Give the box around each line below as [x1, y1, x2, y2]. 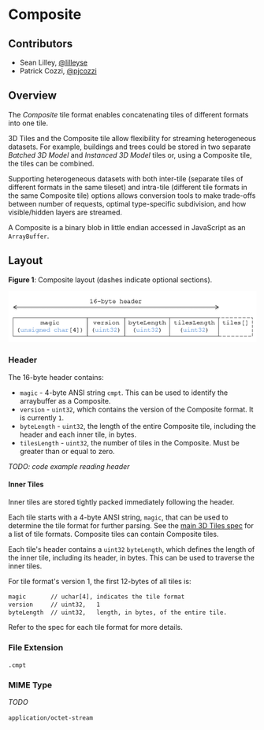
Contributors [8, 37, 73, 50]
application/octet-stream [8, 714, 93, 722]
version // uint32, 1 [8, 601, 101, 609]
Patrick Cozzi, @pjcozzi [19, 66, 97, 76]
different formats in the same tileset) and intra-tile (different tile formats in [8, 182, 248, 192]
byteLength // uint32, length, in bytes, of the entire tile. [8, 609, 227, 616]
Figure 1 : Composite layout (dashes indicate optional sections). [8, 274, 213, 285]
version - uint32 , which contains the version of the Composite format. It [19, 404, 254, 414]
